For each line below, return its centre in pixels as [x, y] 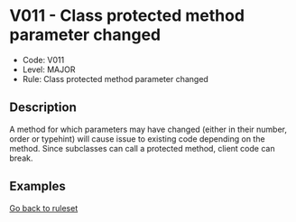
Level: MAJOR [49, 69]
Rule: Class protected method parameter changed [116, 79]
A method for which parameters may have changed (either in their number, [148, 129]
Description [43, 108]
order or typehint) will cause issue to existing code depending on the [137, 139]
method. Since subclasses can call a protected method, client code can [142, 148]
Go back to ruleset [44, 208]
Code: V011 [43, 60]
